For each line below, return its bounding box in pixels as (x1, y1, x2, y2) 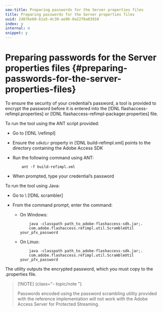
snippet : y (5, 30, 28, 35)
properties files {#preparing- (5, 63, 128, 74)
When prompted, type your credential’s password (12, 173, 114, 179)
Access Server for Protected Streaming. (17, 301, 100, 307)
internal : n (5, 26, 30, 31)
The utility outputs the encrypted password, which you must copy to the (5, 266, 154, 272)
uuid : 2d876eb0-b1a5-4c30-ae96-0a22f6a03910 (5, 16, 99, 21)
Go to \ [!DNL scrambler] (12, 192, 63, 198)
